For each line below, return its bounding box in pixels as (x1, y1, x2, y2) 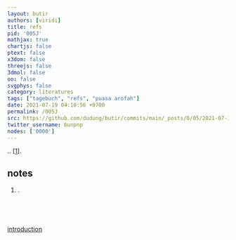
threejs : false (7, 62, 52, 69)
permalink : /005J (7, 108, 58, 115)
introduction (7, 225, 43, 233)
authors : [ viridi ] (7, 17, 61, 24)
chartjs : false (7, 43, 52, 50)
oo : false (7, 75, 37, 83)
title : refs (7, 23, 42, 30)
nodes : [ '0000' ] (7, 128, 55, 135)
